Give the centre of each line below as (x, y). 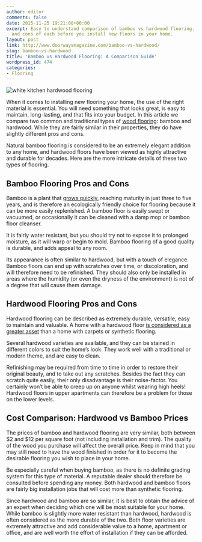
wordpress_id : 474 (29, 62)
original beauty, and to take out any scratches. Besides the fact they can (96, 374)
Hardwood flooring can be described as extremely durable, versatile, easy (98, 318)
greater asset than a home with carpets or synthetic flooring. (81, 331)
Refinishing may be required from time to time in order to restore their (92, 367)
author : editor (25, 12)
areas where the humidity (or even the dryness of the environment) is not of (100, 279)
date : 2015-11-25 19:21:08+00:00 (48, 23)
